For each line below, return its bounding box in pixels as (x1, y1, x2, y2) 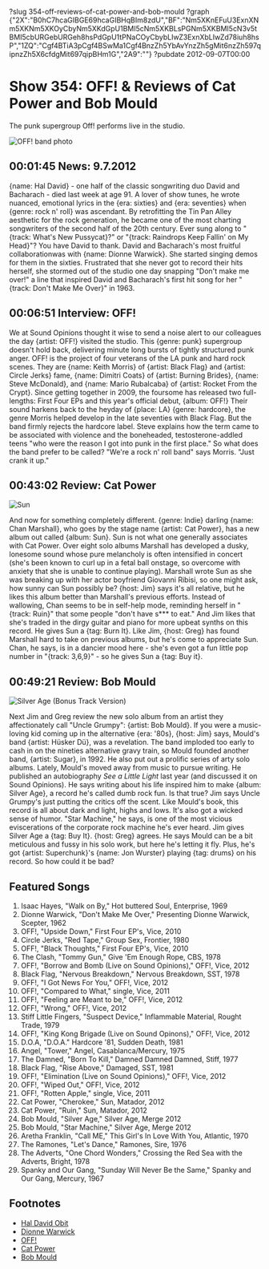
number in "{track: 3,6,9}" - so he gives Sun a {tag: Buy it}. (9, 652, 203, 661)
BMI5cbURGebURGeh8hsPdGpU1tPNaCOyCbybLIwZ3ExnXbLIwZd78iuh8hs (9, 32, 259, 42)
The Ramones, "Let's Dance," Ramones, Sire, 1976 (20, 1140, 187, 1149)
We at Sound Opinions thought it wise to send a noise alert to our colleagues (9, 328, 262, 337)
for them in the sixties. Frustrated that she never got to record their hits (9, 257, 243, 267)
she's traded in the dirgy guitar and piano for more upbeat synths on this (9, 617, 249, 628)
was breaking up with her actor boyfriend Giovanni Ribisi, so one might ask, (9, 575, 259, 584)
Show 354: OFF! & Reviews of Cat (9, 78, 236, 95)
